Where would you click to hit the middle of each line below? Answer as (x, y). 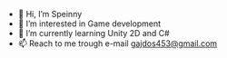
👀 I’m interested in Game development (89, 24)
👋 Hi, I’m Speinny (50, 14)
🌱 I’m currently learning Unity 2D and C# (94, 33)
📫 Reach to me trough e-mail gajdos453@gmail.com (118, 43)
